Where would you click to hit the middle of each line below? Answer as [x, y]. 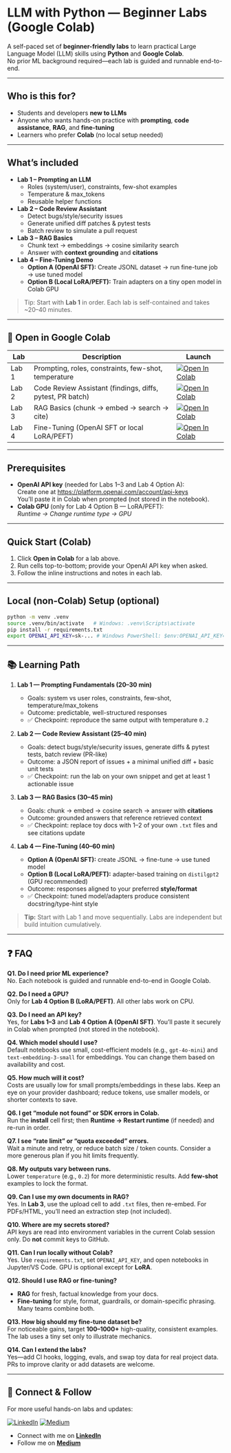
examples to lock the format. [47, 1183]
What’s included [43, 163]
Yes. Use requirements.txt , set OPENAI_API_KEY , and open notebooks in [108, 1260]
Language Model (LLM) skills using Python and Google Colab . [96, 54]
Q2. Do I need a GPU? [38, 994]
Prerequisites [36, 468]
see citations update [56, 833]
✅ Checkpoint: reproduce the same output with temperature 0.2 [118, 720]
